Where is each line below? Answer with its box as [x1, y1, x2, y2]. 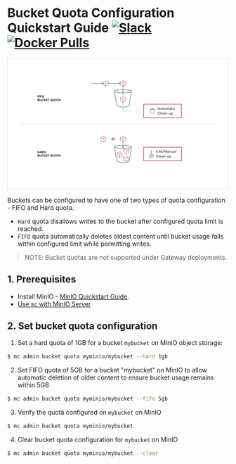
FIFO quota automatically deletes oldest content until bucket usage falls [17, 232, 224, 240]
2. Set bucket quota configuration [7, 320, 158, 332]
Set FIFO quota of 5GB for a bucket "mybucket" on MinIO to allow [17, 366, 207, 375]
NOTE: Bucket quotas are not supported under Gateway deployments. [24, 253, 227, 261]
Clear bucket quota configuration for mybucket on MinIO [17, 435, 178, 444]
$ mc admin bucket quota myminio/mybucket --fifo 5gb [7, 396, 169, 403]
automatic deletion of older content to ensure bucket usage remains [17, 373, 214, 382]
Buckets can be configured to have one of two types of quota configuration [7, 196, 226, 204]
